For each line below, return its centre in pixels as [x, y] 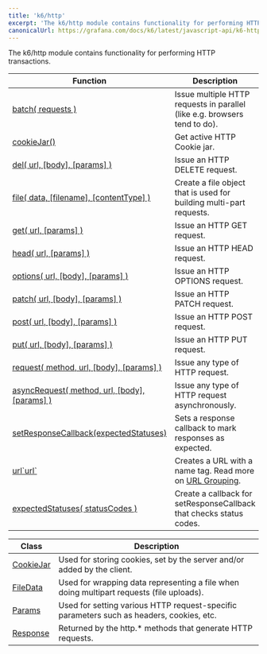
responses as [199, 438]
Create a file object [210, 183]
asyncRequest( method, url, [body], [79, 390]
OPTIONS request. [209, 281]
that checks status [209, 513]
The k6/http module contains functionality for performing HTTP [112, 53]
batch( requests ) [44, 110]
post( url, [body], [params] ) [65, 322]
